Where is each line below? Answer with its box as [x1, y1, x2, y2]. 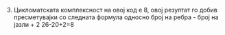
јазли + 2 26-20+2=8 [13, 21, 74, 28]
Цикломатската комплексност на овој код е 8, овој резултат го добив [13, 6, 217, 14]
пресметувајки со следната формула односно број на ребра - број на [13, 13, 219, 21]
